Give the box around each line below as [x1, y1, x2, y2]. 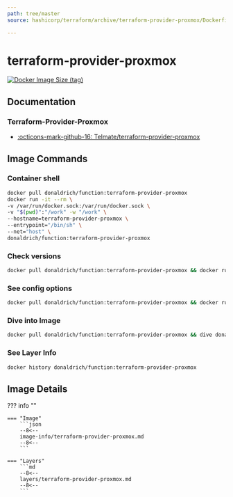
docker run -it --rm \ [7, 196, 73, 203]
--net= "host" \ [7, 228, 51, 235]
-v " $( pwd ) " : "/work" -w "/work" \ [7, 209, 107, 216]
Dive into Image [7, 316, 61, 326]
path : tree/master [7, 10, 60, 17]
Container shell [7, 173, 60, 183]
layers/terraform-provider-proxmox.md [19, 476, 132, 483]
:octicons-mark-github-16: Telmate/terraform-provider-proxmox [17, 133, 200, 141]
